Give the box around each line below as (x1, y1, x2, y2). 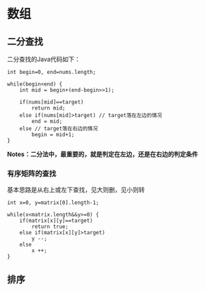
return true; (31, 223, 69, 230)
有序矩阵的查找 (7, 168, 57, 178)
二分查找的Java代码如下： (7, 55, 81, 63)
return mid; (31, 105, 66, 112)
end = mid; (31, 118, 63, 125)
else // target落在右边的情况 (19, 125, 98, 132)
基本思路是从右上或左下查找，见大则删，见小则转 (7, 186, 145, 194)
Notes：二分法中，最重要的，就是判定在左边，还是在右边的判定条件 (7, 150, 198, 158)
